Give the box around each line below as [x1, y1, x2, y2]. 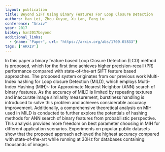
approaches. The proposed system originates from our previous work [5, 73, 146, 79]
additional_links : [5, 35, 43, 40]
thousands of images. [5, 141, 49, 147]
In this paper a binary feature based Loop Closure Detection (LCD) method [5, 57, 157, 63]
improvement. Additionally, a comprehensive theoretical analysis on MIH [5, 105, 152, 111]
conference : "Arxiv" [5, 21, 48, 26]
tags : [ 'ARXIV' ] [5, 44, 38, 49]
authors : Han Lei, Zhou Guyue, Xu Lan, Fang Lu [5, 16, 105, 21]
